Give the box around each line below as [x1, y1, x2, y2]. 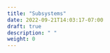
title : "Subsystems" [7, 10, 67, 17]
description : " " [7, 29, 57, 36]
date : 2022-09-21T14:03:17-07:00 [7, 17, 104, 23]
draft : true [7, 23, 42, 30]
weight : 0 [7, 36, 36, 43]
